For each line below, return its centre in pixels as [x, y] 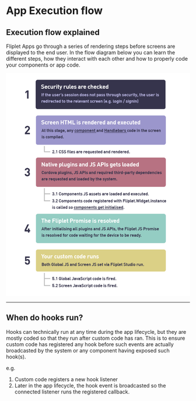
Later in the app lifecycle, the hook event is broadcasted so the [90, 385]
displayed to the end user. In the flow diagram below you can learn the [91, 53]
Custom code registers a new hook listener [66, 379]
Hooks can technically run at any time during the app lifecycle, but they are [96, 332]
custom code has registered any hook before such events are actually [90, 344]
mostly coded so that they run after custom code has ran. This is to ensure [96, 338]
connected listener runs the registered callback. [72, 392]
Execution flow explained [53, 32]
